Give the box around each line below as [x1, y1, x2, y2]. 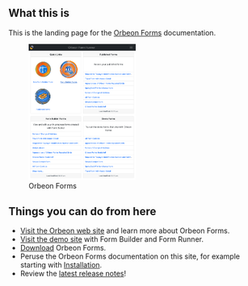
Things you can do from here [8, 205, 157, 218]
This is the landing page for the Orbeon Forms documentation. [8, 27, 216, 37]
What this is [8, 6, 70, 20]
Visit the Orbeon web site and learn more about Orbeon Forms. [19, 226, 230, 236]
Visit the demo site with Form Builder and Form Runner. [19, 234, 204, 244]
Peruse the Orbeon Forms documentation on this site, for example [19, 251, 241, 261]
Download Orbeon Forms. [19, 243, 107, 253]
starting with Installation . [19, 260, 103, 270]
